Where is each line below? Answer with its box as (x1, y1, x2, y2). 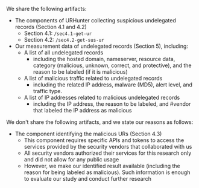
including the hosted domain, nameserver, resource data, (33, 56, 175, 62)
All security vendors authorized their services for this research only (24, 149, 192, 157)
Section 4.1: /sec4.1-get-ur (24, 30, 92, 37)
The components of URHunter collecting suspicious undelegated (14, 17, 176, 24)
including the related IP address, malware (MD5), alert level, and (33, 81, 193, 88)
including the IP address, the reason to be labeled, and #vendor (33, 100, 191, 108)
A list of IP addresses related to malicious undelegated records (24, 94, 180, 101)
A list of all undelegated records (24, 49, 104, 56)
